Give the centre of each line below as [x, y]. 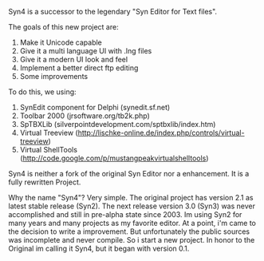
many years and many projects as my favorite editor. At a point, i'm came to [132, 223]
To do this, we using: [43, 92]
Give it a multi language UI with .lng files [86, 51]
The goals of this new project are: [63, 27]
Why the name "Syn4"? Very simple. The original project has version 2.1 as [131, 198]
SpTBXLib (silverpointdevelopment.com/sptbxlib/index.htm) [118, 124]
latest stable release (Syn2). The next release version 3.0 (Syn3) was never [132, 206]
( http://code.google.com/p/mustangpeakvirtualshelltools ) [114, 158]
